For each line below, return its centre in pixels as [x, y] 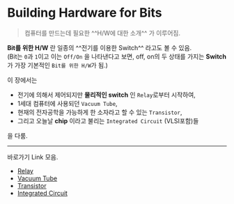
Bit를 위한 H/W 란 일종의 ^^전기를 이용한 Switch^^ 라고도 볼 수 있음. [100, 47]
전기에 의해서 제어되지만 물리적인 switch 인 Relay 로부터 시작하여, [107, 95]
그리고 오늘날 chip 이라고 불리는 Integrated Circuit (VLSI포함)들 [108, 120]
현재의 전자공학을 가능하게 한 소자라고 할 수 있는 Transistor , [100, 112]
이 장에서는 [22, 80]
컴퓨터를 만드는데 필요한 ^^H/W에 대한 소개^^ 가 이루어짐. [102, 33]
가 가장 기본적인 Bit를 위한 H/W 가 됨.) [57, 65]
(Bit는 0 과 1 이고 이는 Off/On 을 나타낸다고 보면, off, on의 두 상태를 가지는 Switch [117, 56]
